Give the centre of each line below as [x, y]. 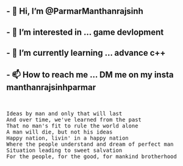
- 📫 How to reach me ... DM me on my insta [90, 74]
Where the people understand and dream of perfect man [90, 144]
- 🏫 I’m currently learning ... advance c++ [86, 53]
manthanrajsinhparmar [51, 87]
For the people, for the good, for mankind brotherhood [91, 156]
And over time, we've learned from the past [74, 119]
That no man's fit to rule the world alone [72, 126]
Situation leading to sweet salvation [64, 150]
